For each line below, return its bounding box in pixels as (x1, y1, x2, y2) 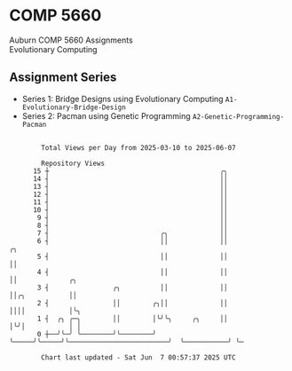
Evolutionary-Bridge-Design (21, 103, 126, 112)
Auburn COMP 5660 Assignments (9, 35, 133, 45)
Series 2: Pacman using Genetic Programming (21, 110, 191, 121)
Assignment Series (9, 70, 117, 85)
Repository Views (41, 159, 105, 168)
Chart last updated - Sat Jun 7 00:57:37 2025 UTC (41, 352, 237, 362)
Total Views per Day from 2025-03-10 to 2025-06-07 (41, 143, 237, 152)
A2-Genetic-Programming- (192, 112, 285, 121)
